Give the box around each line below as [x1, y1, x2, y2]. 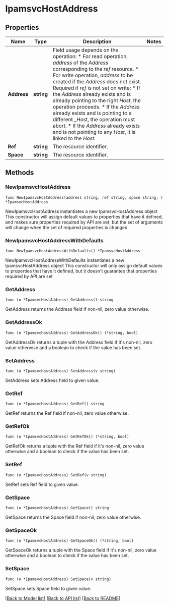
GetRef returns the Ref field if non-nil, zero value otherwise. [5, 410, 129, 416]
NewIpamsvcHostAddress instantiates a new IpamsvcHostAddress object [5, 208, 158, 214]
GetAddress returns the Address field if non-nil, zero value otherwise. [5, 306, 150, 312]
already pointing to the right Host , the [52, 97, 141, 104]
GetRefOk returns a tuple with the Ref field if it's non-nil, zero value [5, 443, 144, 449]
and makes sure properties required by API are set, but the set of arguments [5, 219, 163, 225]
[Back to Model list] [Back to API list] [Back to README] [5, 595, 121, 601]
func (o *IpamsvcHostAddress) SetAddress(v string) [5, 368, 116, 373]
